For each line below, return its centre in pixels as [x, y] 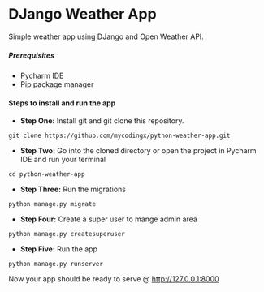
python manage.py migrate [52, 204]
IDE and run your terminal [63, 160]
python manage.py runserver [56, 264]
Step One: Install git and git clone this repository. [102, 121]
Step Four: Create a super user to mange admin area [108, 219]
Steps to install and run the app [62, 103]
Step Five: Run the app [59, 249]
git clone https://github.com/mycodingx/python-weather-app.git [119, 136]
